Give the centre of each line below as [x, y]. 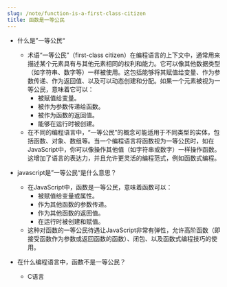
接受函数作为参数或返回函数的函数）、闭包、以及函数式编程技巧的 [119, 238]
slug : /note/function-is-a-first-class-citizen [77, 13]
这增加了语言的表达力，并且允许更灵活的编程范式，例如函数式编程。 [124, 158]
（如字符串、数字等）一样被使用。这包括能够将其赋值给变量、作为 [121, 72]
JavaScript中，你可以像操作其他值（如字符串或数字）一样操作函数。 [124, 149]
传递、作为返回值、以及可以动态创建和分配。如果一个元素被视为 [124, 80]
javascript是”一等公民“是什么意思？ [67, 172]
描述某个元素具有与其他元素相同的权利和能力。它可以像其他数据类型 [124, 63]
